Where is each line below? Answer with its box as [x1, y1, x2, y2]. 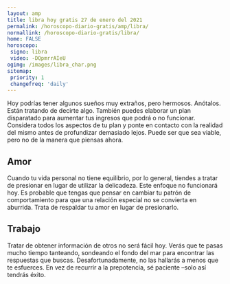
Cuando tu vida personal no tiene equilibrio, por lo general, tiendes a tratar [7, 174, 218, 182]
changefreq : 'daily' [10, 80, 69, 87]
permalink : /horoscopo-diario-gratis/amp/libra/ [7, 23, 149, 30]
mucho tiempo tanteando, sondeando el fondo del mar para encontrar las [7, 248, 215, 256]
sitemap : [7, 67, 32, 74]
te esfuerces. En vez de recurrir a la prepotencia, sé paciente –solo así [7, 263, 207, 272]
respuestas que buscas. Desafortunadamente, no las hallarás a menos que [7, 256, 218, 264]
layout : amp [7, 10, 41, 17]
